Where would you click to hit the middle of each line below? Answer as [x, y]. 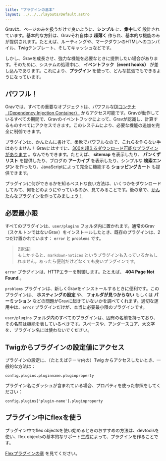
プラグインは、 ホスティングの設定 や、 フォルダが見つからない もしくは [79, 295]
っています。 [31, 77]
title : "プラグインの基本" [30, 10]
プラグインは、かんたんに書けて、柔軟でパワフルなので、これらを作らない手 [83, 142]
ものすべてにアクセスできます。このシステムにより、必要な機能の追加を [83, 125]
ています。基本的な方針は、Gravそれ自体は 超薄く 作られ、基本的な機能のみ [83, 35]
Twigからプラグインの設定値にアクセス [65, 347]
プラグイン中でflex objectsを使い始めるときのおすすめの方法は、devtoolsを [82, 430]
